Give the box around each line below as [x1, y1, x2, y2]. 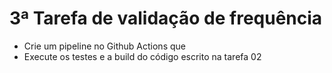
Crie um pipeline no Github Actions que [23, 40, 186, 52]
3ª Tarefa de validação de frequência [9, 7, 323, 30]
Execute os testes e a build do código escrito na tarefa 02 [23, 50, 262, 62]
